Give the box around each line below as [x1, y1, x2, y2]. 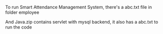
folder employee [5, 9, 39, 15]
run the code [5, 24, 32, 30]
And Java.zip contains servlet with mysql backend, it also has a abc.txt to [5, 19, 158, 25]
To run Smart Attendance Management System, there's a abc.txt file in [5, 4, 152, 10]
